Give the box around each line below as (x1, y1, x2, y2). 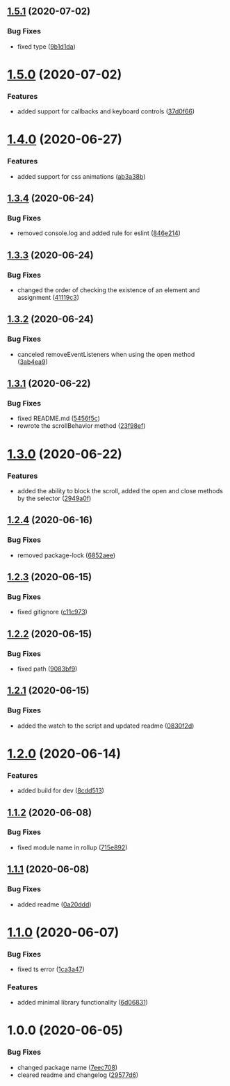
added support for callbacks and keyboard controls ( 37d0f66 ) (17, 107, 195, 115)
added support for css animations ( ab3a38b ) (17, 172, 146, 180)
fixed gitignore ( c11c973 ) (17, 608, 88, 616)
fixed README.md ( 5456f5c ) (17, 414, 101, 423)
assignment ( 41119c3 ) (17, 294, 80, 302)
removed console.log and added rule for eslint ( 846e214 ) (17, 229, 181, 237)
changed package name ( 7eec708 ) (17, 1063, 118, 1071)
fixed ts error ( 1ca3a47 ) (17, 965, 85, 973)
